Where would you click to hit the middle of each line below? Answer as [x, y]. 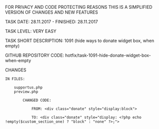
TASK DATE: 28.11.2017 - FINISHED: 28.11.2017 [52, 22]
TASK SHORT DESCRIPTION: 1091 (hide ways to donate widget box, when [80, 41]
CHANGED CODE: [37, 100]
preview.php [26, 92]
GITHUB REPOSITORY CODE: [35, 55]
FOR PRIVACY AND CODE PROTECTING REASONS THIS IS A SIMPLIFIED [79, 7]
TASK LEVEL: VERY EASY [31, 31]
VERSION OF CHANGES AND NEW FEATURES [52, 12]
